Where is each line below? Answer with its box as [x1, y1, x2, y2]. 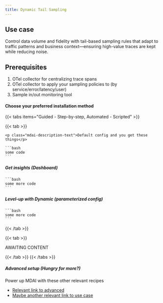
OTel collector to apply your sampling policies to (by [12, 82, 117, 87]
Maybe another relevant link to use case [12, 293, 93, 299]
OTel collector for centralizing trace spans [12, 76, 97, 82]
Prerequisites [5, 63, 47, 71]
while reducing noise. [5, 49, 48, 55]
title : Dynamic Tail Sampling [5, 7, 67, 12]
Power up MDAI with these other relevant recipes [5, 278, 104, 284]
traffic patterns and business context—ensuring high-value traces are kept [5, 44, 156, 50]
